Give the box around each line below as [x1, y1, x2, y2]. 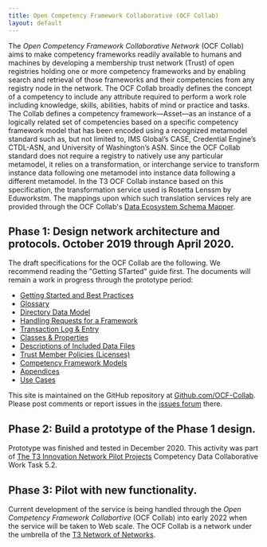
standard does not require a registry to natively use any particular [8, 150, 223, 160]
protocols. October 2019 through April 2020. [8, 236, 234, 251]
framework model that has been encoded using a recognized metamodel [8, 125, 248, 135]
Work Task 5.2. [8, 460, 58, 470]
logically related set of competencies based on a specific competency [8, 117, 239, 127]
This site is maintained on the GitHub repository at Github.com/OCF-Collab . [8, 391, 257, 400]
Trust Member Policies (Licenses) [19, 350, 131, 359]
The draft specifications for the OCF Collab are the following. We [8, 258, 221, 268]
